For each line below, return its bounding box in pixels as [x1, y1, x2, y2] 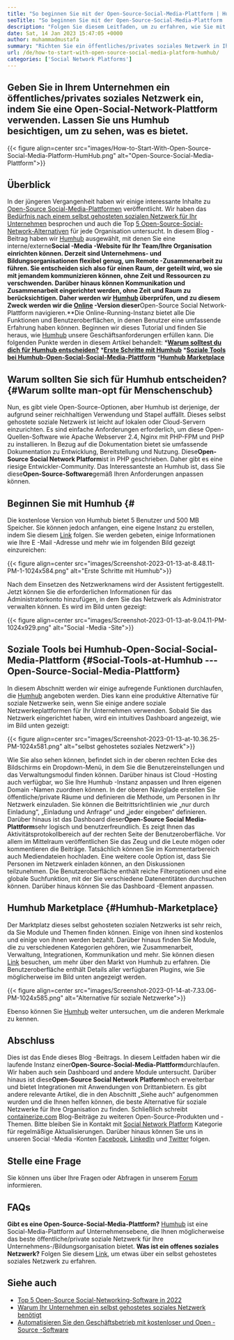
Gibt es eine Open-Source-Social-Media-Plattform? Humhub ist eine [7, 1220, 208, 1228]
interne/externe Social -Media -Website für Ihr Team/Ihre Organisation [7, 242, 212, 250]
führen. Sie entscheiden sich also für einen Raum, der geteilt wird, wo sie [7, 264, 223, 272]
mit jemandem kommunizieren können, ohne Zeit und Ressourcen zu [7, 272, 210, 280]
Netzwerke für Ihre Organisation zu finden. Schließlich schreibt [7, 1105, 188, 1114]
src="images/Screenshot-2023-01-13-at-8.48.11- [74, 560, 215, 567]
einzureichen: [7, 546, 47, 554]
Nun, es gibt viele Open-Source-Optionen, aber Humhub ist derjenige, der [7, 403, 220, 412]
